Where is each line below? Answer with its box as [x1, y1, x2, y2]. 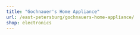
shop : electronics [6, 20, 52, 26]
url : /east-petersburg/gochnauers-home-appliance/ [6, 14, 135, 20]
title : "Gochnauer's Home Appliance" [6, 8, 100, 15]
